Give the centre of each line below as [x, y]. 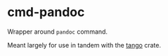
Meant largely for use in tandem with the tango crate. [84, 45]
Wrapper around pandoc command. [57, 31]
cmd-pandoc [46, 12]
